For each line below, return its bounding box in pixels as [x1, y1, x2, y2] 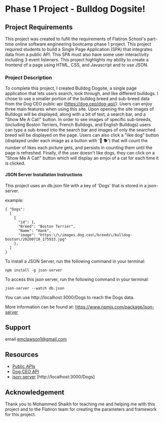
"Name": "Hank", [18, 228, 51, 233]
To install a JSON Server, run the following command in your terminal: [5, 258, 145, 264]
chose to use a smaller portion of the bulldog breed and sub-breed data [5, 96, 150, 101]
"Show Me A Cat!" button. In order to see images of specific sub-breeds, [5, 117, 152, 123]
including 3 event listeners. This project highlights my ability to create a [5, 57, 149, 62]
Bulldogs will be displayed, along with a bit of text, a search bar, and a [5, 111, 146, 117]
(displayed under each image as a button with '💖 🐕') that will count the [5, 138, 148, 144]
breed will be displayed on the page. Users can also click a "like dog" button [5, 132, 159, 138]
